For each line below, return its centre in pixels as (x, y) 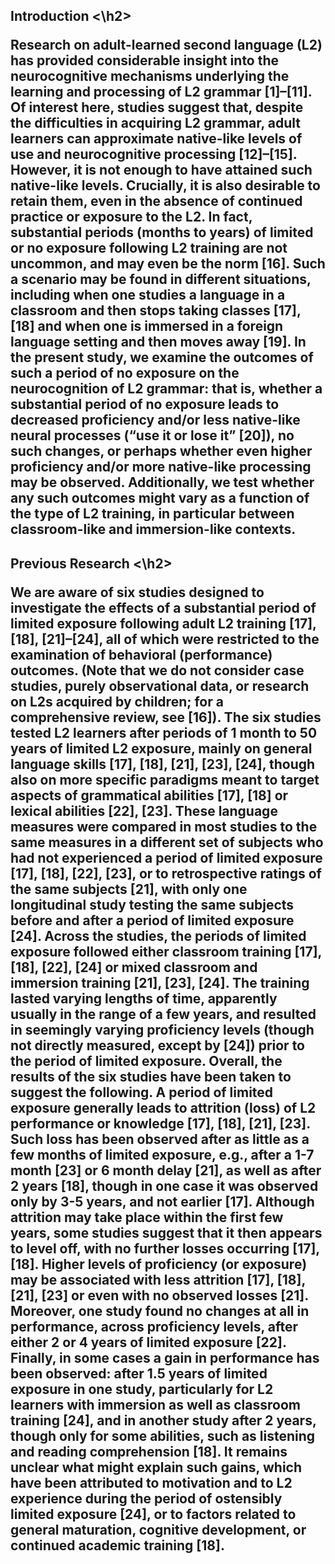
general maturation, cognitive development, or (158, 1529)
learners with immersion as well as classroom (155, 1404)
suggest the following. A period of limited (142, 1092)
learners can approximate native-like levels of (156, 139)
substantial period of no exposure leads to (145, 404)
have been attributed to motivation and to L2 (151, 1482)
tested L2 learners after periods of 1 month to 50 (164, 732)
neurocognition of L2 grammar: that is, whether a (166, 389)
